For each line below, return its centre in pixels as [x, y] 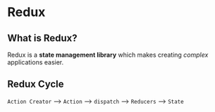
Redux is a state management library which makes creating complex [108, 55]
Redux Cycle [36, 84]
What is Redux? [42, 38]
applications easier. [36, 62]
